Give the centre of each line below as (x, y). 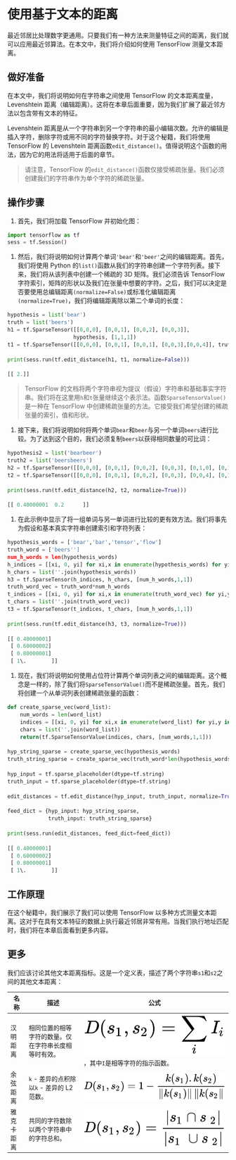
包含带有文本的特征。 (50, 113)
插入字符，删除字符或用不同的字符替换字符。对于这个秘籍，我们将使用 (109, 137)
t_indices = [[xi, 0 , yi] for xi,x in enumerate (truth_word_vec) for (111, 594)
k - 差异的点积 (49, 1078)
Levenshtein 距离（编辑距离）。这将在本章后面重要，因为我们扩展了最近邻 (113, 104)
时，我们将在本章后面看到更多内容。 (60, 930)
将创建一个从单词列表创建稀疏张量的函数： (79, 693)
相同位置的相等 (50, 1028)
